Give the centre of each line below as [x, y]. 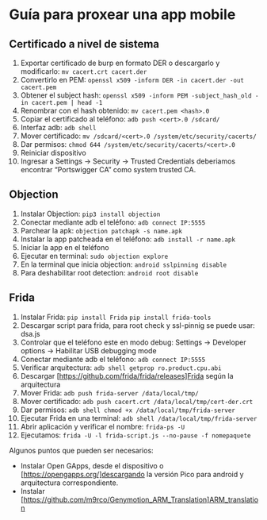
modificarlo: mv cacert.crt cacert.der [84, 71]
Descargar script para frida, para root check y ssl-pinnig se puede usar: [138, 325]
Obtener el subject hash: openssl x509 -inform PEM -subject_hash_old [136, 95]
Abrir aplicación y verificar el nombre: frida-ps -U [103, 426]
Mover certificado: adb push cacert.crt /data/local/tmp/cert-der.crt [137, 401]
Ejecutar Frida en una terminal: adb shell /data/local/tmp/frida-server [139, 418]
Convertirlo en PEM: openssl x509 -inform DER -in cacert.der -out [132, 80]
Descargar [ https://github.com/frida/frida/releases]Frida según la [127, 376]
